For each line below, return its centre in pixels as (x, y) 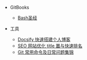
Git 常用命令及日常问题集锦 (46, 52)
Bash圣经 (27, 18)
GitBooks (19, 7)
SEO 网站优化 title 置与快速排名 (50, 46)
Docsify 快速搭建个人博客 (44, 39)
